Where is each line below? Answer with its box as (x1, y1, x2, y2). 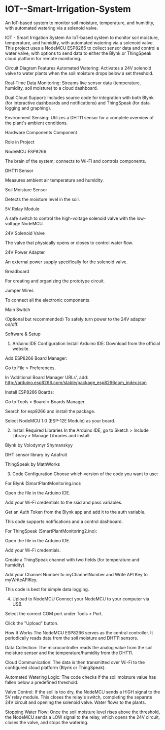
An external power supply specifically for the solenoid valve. (5, 259, 128, 265)
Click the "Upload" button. (5, 620, 59, 626)
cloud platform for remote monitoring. (5, 55, 82, 61)
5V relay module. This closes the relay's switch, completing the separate (5, 694, 153, 700)
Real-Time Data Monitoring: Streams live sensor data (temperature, (5, 80, 141, 86)
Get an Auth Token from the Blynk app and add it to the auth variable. (5, 509, 146, 515)
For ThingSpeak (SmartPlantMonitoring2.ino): (5, 528, 98, 534)
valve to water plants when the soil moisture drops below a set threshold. (5, 70, 154, 76)
